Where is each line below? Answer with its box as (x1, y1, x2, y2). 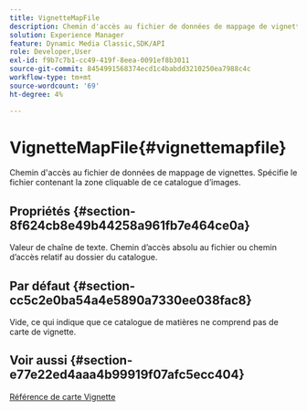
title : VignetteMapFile (9, 13, 101, 23)
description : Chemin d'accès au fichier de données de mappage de (9, 22, 268, 31)
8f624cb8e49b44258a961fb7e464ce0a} (9, 217, 250, 233)
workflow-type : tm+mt (9, 73, 92, 82)
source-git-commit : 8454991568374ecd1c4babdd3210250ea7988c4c (9, 65, 251, 74)
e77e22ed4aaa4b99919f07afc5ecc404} (9, 367, 245, 383)
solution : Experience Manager (9, 30, 125, 39)
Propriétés (9, 203, 71, 219)
